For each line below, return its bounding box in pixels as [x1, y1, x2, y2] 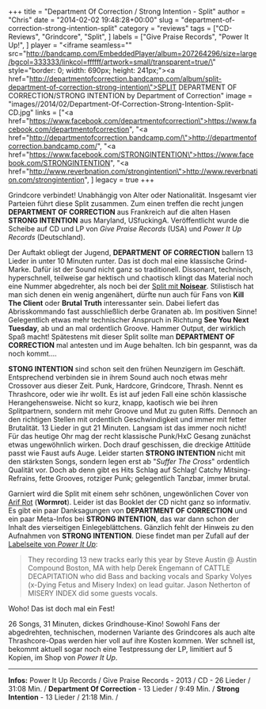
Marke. [8, 265, 32, 274]
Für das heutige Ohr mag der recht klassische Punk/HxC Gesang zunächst [8, 432, 251, 440]
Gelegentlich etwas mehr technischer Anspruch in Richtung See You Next [8, 315, 249, 324]
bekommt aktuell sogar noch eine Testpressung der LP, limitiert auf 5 [8, 645, 234, 654]
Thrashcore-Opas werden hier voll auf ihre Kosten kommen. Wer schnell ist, [8, 636, 256, 645]
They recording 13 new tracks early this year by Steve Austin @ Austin [27, 555, 257, 564]
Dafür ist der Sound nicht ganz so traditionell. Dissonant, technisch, [32, 265, 253, 274]
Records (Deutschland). [8, 233, 85, 242]
